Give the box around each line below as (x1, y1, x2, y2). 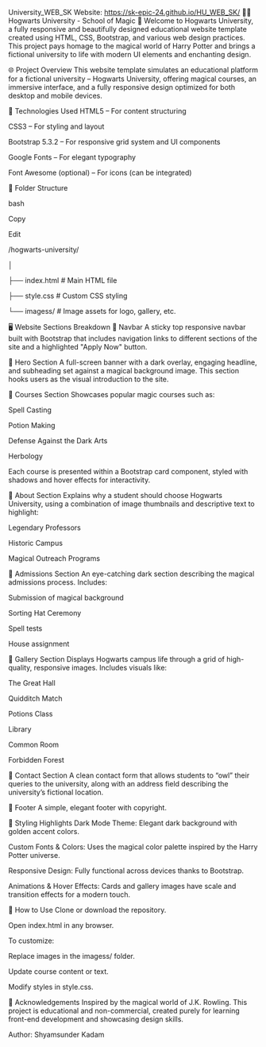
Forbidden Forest (8, 755, 65, 764)
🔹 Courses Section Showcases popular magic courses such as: (8, 390, 215, 399)
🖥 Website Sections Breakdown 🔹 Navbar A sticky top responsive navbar (8, 323, 246, 331)
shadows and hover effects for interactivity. (8, 475, 151, 485)
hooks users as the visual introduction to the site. (8, 374, 169, 384)
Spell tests (8, 624, 43, 633)
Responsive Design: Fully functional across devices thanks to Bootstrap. (8, 866, 245, 875)
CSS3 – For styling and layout (8, 122, 105, 131)
